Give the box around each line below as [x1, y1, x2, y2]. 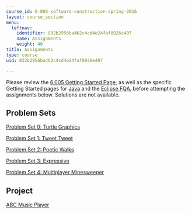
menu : [6, 19, 19, 25]
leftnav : [11, 25, 33, 31]
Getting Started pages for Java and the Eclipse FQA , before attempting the [6, 85, 186, 92]
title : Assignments [6, 47, 54, 53]
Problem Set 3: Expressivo [6, 157, 70, 164]
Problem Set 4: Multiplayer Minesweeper [6, 169, 104, 176]
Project [6, 185, 33, 196]
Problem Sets [6, 108, 56, 118]
